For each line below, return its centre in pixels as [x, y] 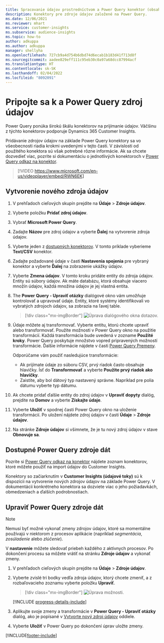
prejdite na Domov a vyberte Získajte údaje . [57, 400]
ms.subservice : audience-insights [41, 32]
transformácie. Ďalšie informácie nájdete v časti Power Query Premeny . [84, 346]
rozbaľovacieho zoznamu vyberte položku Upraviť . [64, 583]
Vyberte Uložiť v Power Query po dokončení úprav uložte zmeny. [78, 626]
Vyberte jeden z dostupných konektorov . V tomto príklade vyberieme [82, 246]
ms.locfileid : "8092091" [31, 78]
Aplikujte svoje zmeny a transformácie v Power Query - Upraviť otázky [84, 611]
